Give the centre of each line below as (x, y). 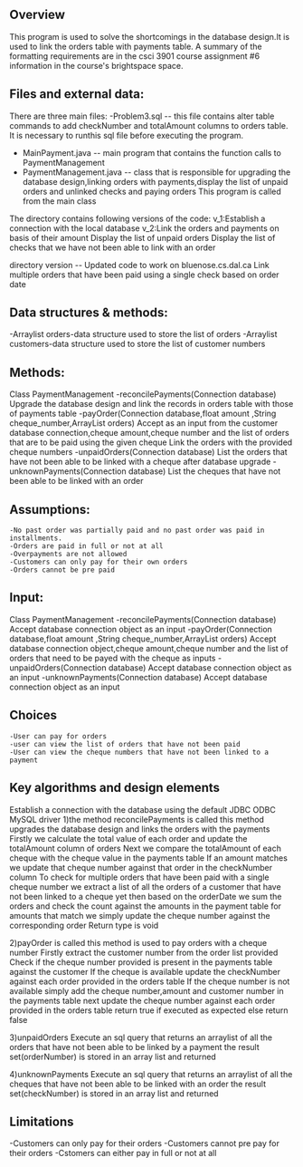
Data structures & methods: (89, 313)
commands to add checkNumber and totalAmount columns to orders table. (149, 125)
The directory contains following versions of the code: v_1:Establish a (137, 218)
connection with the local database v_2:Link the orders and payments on (145, 228)
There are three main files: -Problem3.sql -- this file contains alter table (142, 116)
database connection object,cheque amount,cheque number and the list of (149, 648)
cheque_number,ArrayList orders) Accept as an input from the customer (144, 423)
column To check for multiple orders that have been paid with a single (139, 877)
